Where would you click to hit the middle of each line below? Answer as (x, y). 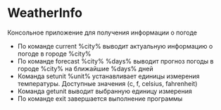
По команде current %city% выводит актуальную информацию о (115, 46)
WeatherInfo (45, 13)
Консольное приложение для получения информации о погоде (102, 32)
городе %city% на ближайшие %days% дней (85, 68)
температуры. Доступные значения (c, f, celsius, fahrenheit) (107, 83)
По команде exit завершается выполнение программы (100, 98)
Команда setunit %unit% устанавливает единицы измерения (108, 76)
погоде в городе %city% (54, 54)
